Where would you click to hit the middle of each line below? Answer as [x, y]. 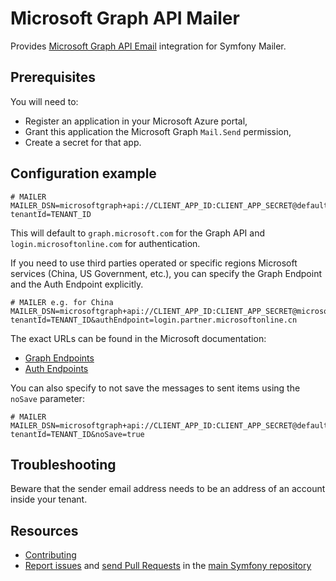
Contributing [50, 555]
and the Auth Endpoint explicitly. [77, 284]
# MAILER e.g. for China [62, 302]
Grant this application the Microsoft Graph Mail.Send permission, [158, 131]
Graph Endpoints [59, 358]
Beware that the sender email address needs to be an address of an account [168, 489]
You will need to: [44, 101]
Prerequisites [53, 77]
